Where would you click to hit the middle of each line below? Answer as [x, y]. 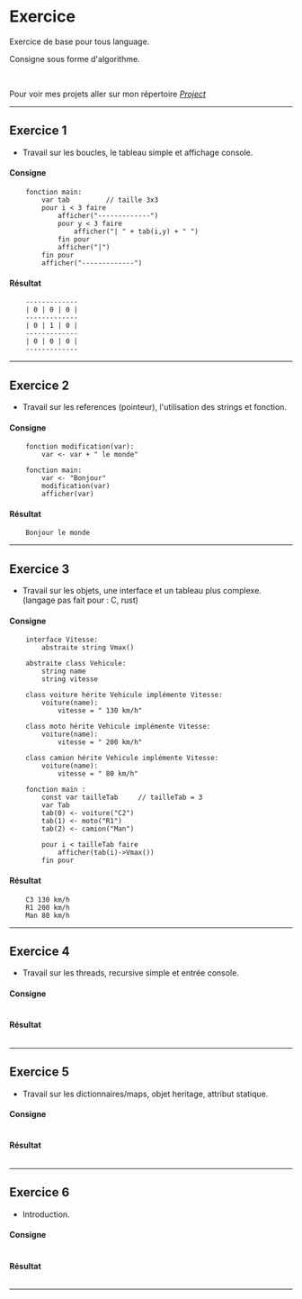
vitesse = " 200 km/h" [100, 742]
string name [64, 672]
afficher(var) [68, 494]
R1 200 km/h [48, 907]
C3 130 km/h [48, 899]
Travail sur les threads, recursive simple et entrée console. [131, 973]
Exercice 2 [40, 385]
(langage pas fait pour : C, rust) [80, 600]
